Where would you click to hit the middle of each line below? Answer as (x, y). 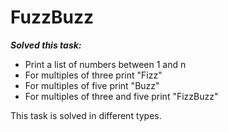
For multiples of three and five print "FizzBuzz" (121, 96)
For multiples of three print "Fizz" (93, 75)
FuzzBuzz (52, 17)
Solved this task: (46, 45)
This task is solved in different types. (86, 115)
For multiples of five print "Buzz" (92, 85)
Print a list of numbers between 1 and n (105, 64)
